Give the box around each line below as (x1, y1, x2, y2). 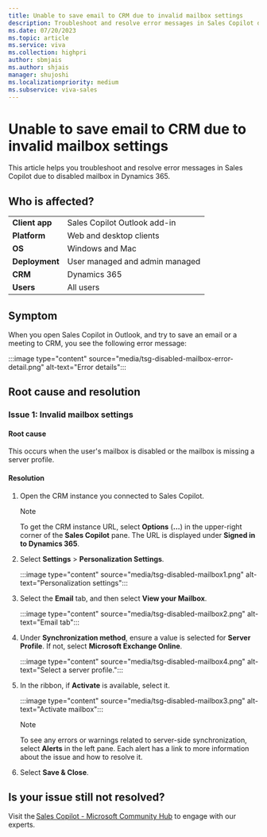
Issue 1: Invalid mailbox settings (8, 409, 133, 420)
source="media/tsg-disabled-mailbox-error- (88, 353, 234, 363)
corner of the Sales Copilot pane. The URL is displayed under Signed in (19, 530, 256, 539)
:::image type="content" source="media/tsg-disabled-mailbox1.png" (19, 570, 245, 579)
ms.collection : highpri (8, 49, 87, 56)
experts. (8, 820, 36, 830)
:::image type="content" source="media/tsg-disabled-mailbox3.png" (19, 695, 246, 705)
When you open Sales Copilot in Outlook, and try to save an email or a (8, 329, 238, 339)
